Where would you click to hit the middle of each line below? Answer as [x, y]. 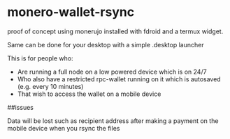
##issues [20, 107]
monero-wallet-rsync [71, 12]
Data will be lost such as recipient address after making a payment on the [113, 121]
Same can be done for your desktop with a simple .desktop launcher [106, 44]
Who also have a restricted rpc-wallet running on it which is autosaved [119, 79]
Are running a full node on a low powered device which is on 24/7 [112, 72]
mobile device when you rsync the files [64, 128]
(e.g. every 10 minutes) [50, 86]
